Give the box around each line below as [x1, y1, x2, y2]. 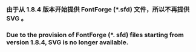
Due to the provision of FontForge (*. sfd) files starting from [6, 30, 185, 39]
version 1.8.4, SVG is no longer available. [6, 38, 129, 46]
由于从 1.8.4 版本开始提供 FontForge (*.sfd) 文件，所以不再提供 [6, 5, 190, 13]
